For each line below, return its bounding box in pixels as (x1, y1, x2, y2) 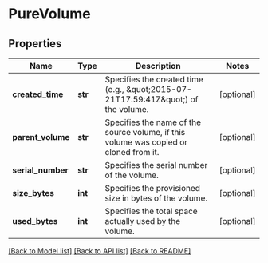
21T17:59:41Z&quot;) (104, 94, 189, 105)
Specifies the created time (104, 74, 203, 85)
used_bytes (12, 216, 58, 226)
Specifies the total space (104, 205, 198, 217)
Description (135, 61, 181, 71)
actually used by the (104, 216, 181, 226)
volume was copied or (104, 137, 188, 148)
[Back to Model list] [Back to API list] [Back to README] (8, 246, 191, 256)
